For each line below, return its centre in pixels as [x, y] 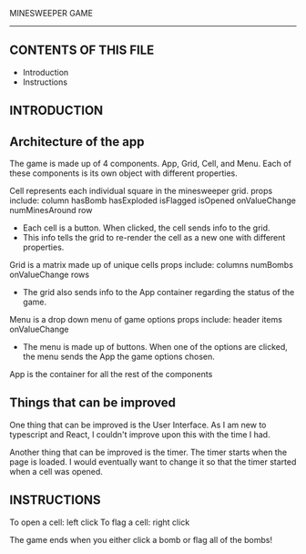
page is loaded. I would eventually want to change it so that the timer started [153, 462]
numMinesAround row [51, 210]
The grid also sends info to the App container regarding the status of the [158, 292]
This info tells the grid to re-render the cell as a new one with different [154, 238]
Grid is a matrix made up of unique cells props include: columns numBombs [152, 265]
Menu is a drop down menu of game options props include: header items [146, 320]
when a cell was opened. [56, 471]
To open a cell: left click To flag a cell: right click [100, 522]
